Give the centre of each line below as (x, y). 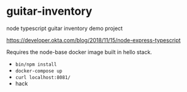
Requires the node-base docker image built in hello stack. (79, 52)
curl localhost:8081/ (43, 77)
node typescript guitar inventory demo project (65, 28)
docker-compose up (39, 71)
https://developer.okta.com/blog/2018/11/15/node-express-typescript (93, 40)
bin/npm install (36, 64)
